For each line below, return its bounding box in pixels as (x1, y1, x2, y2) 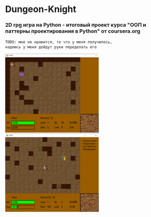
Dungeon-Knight (5, 4, 76, 15)
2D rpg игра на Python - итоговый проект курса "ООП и (5, 22, 147, 29)
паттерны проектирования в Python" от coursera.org (5, 28, 141, 35)
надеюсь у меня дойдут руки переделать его (5, 45, 97, 50)
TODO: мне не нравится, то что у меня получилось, (5, 40, 113, 45)
